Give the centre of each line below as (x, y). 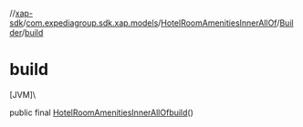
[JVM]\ (23, 94)
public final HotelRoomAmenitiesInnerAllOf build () (102, 112)
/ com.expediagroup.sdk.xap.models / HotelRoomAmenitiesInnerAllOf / (151, 23)
